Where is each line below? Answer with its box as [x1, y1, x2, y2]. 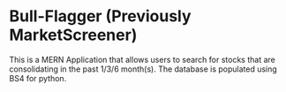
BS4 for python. [9, 73, 67, 83]
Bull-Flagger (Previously [9, 6, 192, 27]
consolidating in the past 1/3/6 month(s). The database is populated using [9, 64, 278, 74]
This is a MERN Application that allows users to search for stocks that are [9, 54, 275, 65]
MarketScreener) [9, 25, 138, 45]
